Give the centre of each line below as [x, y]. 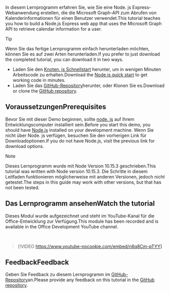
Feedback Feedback [37, 262]
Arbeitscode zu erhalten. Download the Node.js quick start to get [80, 75]
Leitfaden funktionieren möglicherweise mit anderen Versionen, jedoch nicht [85, 177]
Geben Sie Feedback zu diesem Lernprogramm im [58, 275]
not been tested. [22, 187]
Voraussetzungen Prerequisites [56, 107]
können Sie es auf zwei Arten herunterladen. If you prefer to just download [83, 54]
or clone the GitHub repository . [45, 91]
